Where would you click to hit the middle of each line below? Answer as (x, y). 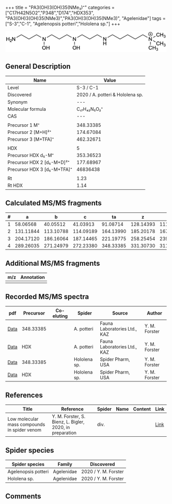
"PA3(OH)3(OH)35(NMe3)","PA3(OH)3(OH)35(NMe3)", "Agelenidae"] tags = (85, 18)
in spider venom (25, 430)
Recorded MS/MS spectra (47, 296)
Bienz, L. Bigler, (68, 422)
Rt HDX (15, 186)
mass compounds (26, 424)
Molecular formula (27, 109)
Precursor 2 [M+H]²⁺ (29, 132)
